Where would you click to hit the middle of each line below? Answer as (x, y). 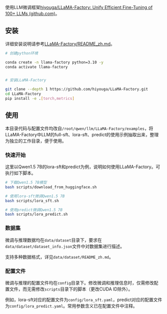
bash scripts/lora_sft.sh (32, 201)
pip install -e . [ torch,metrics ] (40, 99)
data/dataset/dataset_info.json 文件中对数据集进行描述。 (65, 246)
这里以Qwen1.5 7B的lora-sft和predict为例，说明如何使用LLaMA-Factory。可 (83, 167)
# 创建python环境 (22, 53)
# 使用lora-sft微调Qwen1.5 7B (35, 196)
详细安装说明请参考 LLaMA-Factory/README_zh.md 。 (60, 43)
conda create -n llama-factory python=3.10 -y (54, 62)
